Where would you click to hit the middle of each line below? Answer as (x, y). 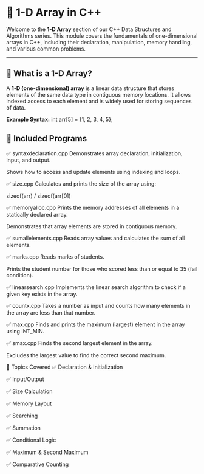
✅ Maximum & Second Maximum (47, 452)
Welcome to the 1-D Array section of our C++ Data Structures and (89, 29)
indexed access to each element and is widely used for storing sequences (99, 101)
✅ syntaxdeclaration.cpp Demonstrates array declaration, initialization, (94, 153)
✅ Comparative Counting (38, 464)
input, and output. (29, 160)
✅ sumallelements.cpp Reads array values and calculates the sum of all (96, 238)
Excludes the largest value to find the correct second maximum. (86, 355)
